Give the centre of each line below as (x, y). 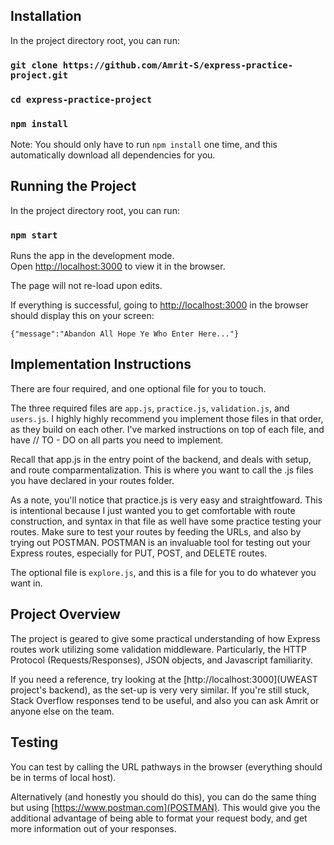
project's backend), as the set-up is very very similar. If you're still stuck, (160, 690)
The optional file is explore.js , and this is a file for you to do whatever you (163, 572)
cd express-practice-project (81, 99)
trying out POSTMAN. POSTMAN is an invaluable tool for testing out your (161, 542)
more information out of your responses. (93, 828)
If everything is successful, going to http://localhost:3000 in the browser (159, 305)
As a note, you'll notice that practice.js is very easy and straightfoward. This (166, 500)
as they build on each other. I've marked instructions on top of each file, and (167, 429)
